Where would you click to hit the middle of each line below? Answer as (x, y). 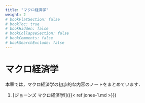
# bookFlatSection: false (32, 19)
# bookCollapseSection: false (37, 33)
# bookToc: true (22, 24)
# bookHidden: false (27, 29)
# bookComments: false (29, 38)
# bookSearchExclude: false (35, 43)
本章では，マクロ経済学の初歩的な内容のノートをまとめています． (74, 84)
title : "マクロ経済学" (27, 10)
